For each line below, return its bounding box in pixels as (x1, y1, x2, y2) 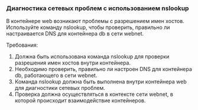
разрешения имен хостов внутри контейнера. (14, 59, 131, 66)
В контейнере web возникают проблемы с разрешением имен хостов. (6, 18, 184, 25)
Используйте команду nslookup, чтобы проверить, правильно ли (6, 24, 170, 31)
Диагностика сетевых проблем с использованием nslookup (6, 4, 189, 12)
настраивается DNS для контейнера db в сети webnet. (6, 30, 144, 37)
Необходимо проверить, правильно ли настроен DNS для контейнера (14, 66, 192, 73)
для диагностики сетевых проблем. (14, 85, 105, 92)
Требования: (6, 41, 38, 48)
